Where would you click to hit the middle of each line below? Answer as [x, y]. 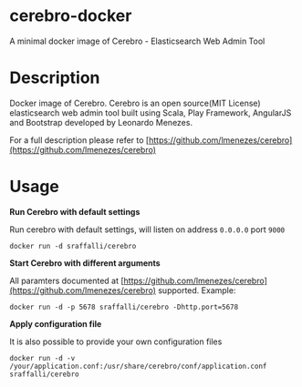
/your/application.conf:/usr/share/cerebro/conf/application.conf [138, 366]
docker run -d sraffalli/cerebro [73, 246]
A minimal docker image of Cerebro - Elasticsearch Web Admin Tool [137, 41]
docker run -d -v [42, 358]
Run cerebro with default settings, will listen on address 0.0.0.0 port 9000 [147, 229]
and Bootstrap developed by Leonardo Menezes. [101, 122]
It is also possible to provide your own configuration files [116, 341]
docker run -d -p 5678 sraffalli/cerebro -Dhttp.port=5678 [124, 307]
